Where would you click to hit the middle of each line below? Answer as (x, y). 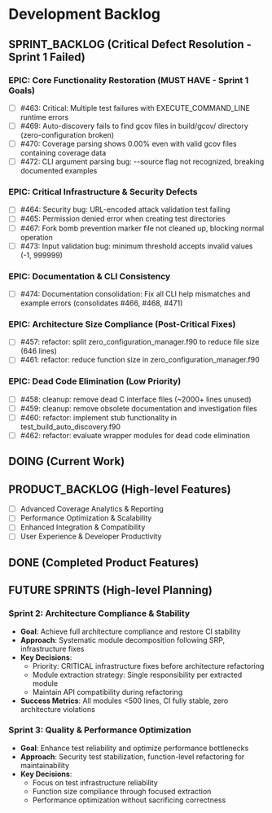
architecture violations (57, 709)
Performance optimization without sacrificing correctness (129, 800)
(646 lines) (38, 351)
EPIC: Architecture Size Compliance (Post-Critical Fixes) (122, 324)
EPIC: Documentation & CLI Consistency (90, 276)
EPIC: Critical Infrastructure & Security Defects (103, 192)
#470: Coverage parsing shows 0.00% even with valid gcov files (129, 144)
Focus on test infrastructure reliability (95, 782)
